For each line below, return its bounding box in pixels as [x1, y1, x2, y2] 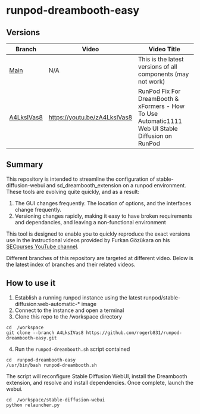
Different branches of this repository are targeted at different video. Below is [6, 254, 193, 261]
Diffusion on [137, 132, 173, 140]
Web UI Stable [137, 125, 178, 132]
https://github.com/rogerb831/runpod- [86, 329, 183, 336]
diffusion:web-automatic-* [14, 300, 80, 307]
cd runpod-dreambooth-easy [6, 357, 76, 363]
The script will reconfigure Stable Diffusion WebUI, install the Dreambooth [6, 372, 187, 379]
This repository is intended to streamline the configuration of [6, 175, 155, 183]
